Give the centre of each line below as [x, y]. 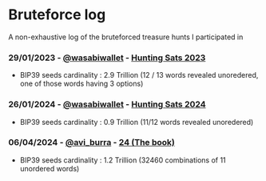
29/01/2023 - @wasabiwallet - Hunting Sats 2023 [107, 58]
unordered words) [50, 168]
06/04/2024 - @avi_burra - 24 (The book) [92, 143]
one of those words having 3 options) [81, 84]
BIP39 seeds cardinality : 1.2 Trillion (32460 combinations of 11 [123, 160]
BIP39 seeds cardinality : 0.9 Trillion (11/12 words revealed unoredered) [137, 122]
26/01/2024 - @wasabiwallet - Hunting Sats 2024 [107, 104]
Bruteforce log [57, 15]
